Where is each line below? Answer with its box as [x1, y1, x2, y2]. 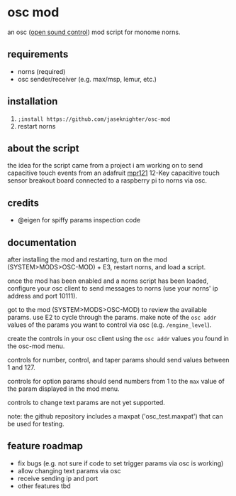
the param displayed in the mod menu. [7, 384, 120, 393]
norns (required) [17, 67, 66, 75]
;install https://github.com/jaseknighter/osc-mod [17, 115, 171, 123]
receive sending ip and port [17, 474, 99, 482]
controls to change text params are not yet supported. [7, 399, 165, 406]
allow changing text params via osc [17, 466, 122, 475]
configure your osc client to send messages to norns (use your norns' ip [7, 284, 218, 292]
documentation [7, 236, 77, 249]
